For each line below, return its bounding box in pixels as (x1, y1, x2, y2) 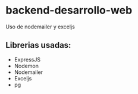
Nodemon (14, 62, 39, 69)
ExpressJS (14, 56, 41, 63)
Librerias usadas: (5, 40, 71, 50)
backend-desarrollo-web (5, 4, 133, 17)
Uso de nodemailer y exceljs (5, 23, 75, 30)
